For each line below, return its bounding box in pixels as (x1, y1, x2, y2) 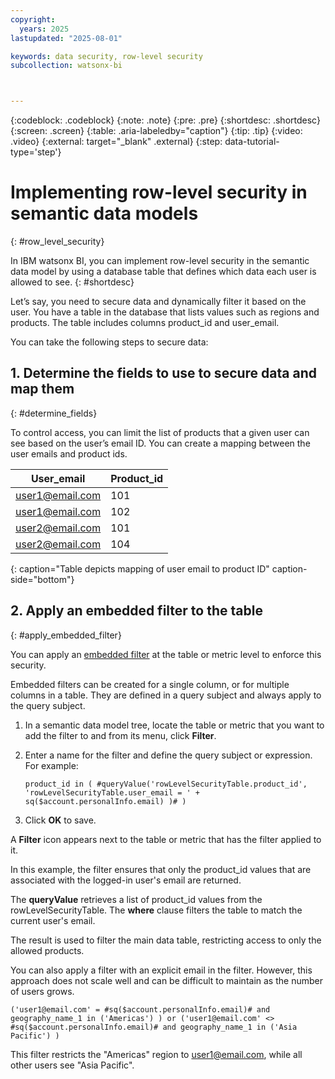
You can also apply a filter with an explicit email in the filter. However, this (10, 964, 313, 976)
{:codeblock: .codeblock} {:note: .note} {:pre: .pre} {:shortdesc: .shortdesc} (10, 114, 321, 126)
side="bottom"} (10, 573, 75, 585)
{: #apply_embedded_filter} (10, 629, 122, 641)
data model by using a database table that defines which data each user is (10, 266, 317, 278)
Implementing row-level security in (10, 181, 308, 204)
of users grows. (10, 985, 75, 997)
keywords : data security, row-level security (10, 51, 203, 61)
